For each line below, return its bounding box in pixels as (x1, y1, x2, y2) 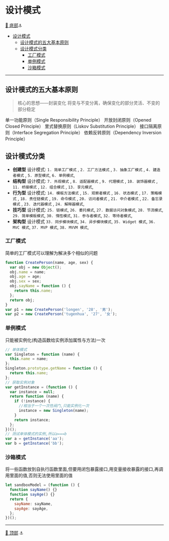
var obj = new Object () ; (10, 264, 62, 270)
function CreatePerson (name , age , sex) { (5, 260, 94, 265)
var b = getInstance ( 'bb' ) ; (5, 441, 64, 446)
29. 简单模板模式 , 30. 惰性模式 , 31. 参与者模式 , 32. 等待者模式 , (12, 212, 133, 219)
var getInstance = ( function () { (5, 385, 78, 390)
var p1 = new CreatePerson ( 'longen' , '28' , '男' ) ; (5, 307, 113, 312)
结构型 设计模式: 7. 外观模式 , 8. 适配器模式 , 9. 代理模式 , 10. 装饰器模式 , (12, 178, 158, 184)
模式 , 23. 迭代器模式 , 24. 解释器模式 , (12, 200, 84, 207)
